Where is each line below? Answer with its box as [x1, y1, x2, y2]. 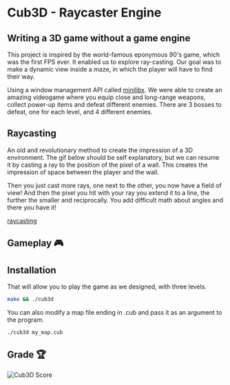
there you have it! [7, 203, 56, 211]
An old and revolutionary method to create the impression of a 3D [7, 146, 194, 154]
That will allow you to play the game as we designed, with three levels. [7, 282, 207, 291]
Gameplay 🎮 [7, 238, 64, 249]
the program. [7, 315, 44, 324]
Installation [7, 264, 56, 276]
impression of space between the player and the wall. [7, 167, 160, 176]
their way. [7, 72, 36, 81]
